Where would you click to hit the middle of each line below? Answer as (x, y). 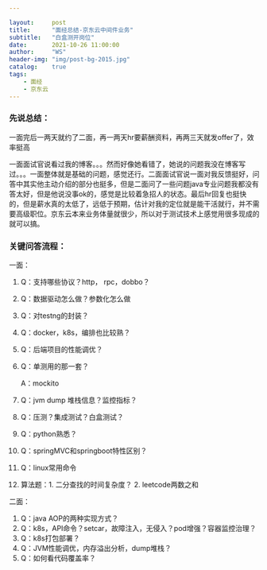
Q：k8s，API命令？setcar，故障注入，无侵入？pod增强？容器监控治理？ (138, 529)
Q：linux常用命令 (48, 468)
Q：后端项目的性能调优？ (62, 350)
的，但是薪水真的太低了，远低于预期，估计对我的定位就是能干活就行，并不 (131, 204)
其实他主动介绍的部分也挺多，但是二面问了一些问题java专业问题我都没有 (141, 184)
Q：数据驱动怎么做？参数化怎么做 (75, 299)
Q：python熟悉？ (49, 434)
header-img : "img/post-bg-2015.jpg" (70, 60)
